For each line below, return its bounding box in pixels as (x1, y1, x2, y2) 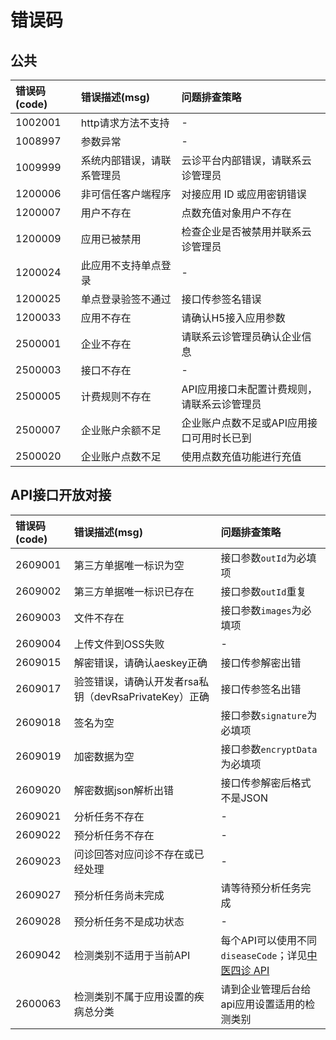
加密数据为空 (73, 749, 135, 763)
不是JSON (220, 791, 269, 805)
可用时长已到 (191, 431, 252, 445)
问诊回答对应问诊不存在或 (73, 847, 195, 861)
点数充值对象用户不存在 (181, 206, 292, 220)
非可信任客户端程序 (80, 187, 172, 201)
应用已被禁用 (80, 232, 142, 246)
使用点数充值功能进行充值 (181, 450, 302, 463)
